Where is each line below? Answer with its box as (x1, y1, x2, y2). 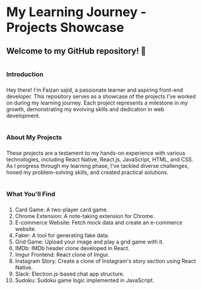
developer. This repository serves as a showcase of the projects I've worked (6, 92, 196, 100)
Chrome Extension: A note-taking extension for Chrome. (14, 212, 155, 219)
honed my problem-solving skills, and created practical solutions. (6, 169, 169, 176)
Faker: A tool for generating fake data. (14, 231, 110, 239)
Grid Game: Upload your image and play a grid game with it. (14, 238, 164, 245)
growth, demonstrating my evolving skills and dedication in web (6, 105, 165, 112)
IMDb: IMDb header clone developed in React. (14, 244, 130, 251)
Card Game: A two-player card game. (14, 206, 109, 213)
